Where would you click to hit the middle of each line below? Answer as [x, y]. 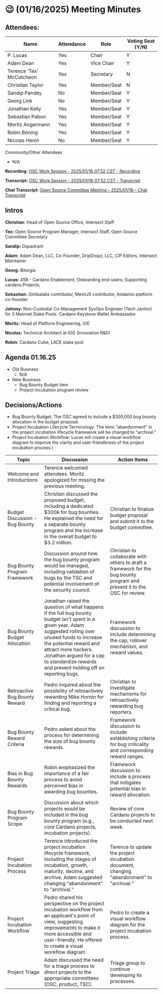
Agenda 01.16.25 [31, 357]
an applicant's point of [70, 916]
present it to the [128, 587]
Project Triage [24, 972]
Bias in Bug [20, 773]
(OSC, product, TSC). [69, 984]
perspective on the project [74, 904]
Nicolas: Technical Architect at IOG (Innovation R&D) [58, 332]
